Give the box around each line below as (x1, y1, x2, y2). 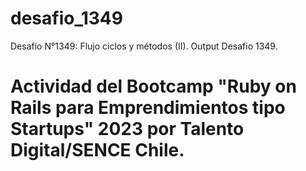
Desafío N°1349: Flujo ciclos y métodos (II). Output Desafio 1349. (10, 40, 278, 52)
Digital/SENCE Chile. (10, 139, 185, 162)
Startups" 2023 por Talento (10, 118, 245, 141)
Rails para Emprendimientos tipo (10, 97, 286, 119)
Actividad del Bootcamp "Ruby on (10, 75, 297, 98)
